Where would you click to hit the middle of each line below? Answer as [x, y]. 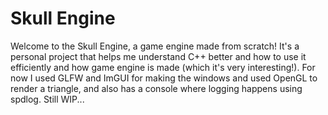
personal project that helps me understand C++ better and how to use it [158, 56]
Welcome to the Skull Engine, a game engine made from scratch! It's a [155, 46]
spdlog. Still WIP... [47, 99]
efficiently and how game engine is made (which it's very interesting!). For [163, 67]
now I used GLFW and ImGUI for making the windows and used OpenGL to [164, 78]
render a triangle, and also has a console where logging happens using [156, 88]
